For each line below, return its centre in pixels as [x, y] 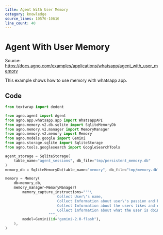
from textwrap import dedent [34, 107]
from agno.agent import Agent [36, 116]
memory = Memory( [23, 179]
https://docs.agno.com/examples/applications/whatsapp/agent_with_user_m [81, 66]
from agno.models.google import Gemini [45, 138]
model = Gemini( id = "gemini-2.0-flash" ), [62, 219]
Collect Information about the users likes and [106, 206]
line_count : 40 [20, 23]
